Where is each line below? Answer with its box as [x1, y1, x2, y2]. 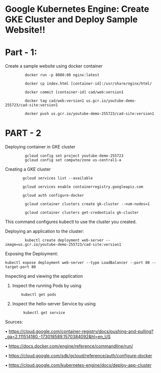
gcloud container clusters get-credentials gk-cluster [24, 210, 139, 215]
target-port [5, 264, 29, 270]
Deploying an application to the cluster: [5, 229, 84, 234]
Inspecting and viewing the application [5, 273, 83, 279]
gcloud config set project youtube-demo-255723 [24, 153, 124, 158]
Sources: [5, 319, 23, 325]
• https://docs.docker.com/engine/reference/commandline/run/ [5, 343, 133, 349]
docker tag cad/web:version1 [24, 98, 84, 104]
